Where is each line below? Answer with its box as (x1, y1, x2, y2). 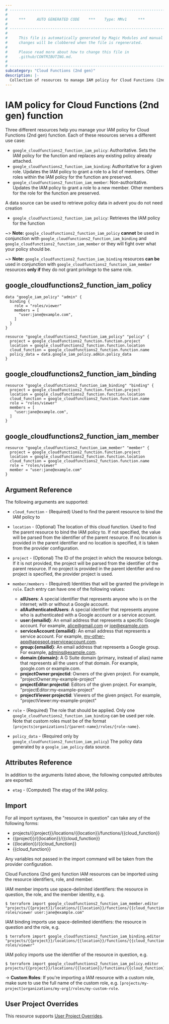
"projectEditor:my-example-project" (20, 687, 95, 693)
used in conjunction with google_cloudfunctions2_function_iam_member (5, 261, 152, 267)
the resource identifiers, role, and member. (5, 876, 94, 882)
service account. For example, (20, 633, 83, 639)
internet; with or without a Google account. (20, 601, 109, 607)
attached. (12, 158, 33, 164)
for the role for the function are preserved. (12, 190, 101, 196)
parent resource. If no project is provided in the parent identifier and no (12, 565, 160, 572)
